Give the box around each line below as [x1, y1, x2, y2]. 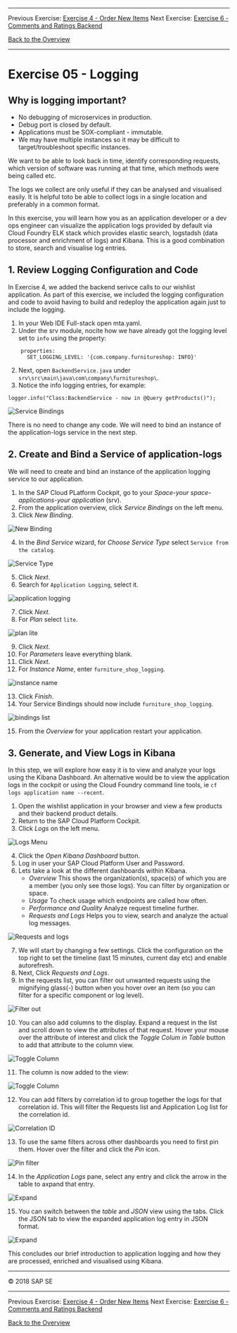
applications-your [18, 496, 70, 504]
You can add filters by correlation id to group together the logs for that [18, 1096, 222, 1104]
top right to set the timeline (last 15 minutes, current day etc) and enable [18, 953, 227, 962]
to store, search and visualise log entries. [8, 244, 127, 252]
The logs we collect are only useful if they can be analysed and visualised [8, 185, 222, 194]
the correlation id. [18, 1110, 70, 1119]
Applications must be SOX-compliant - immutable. [18, 128, 164, 136]
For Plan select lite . [18, 615, 78, 623]
